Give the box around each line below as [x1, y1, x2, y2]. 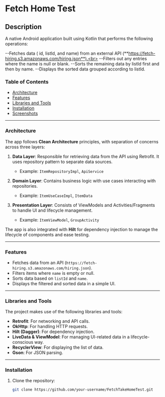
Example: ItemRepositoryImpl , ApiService [19, 168, 104, 174]
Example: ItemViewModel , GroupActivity [19, 217, 100, 223]
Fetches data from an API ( [12, 260, 67, 265]
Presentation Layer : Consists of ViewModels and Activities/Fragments [12, 202, 155, 208]
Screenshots [12, 110, 38, 116]
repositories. [12, 183, 38, 189]
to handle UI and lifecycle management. [12, 207, 93, 213]
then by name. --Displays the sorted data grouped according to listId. [5, 66, 146, 72]
